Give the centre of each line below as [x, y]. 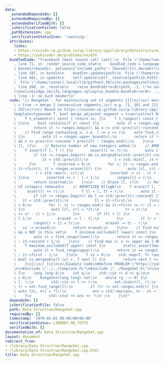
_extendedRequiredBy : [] [35, 19]
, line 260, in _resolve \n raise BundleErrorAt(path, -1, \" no [83, 87]
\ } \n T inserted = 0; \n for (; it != [74, 164]
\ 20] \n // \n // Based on [38, 110]
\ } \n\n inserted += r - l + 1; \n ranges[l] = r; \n [83, 178]
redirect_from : [20, 341]
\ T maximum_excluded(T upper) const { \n [60, 246]
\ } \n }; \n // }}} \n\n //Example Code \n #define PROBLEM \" [75, 264]
